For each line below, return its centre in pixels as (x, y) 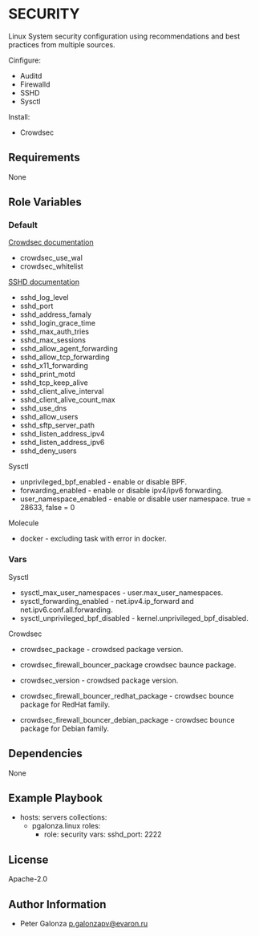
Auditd (31, 75)
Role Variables (45, 203)
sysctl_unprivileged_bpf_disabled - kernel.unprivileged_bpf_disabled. (134, 618)
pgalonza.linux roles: (66, 826)
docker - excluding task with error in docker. (93, 539)
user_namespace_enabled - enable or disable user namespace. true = (136, 499)
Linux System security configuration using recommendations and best (124, 36)
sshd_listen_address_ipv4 (63, 434)
